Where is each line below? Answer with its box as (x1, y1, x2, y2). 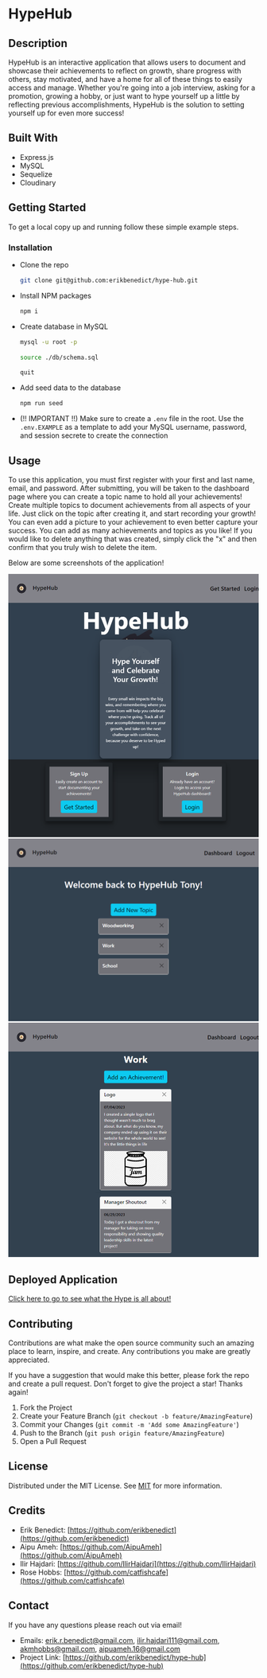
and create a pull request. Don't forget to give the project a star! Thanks (8, 1379, 243, 1389)
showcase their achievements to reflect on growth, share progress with (8, 66, 242, 76)
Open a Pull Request (19, 1437, 87, 1446)
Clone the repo (19, 260, 69, 269)
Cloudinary (19, 178, 56, 187)
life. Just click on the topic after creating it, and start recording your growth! (8, 509, 257, 518)
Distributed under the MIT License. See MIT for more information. (8, 1481, 222, 1490)
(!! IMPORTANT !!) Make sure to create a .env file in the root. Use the (19, 414, 244, 423)
